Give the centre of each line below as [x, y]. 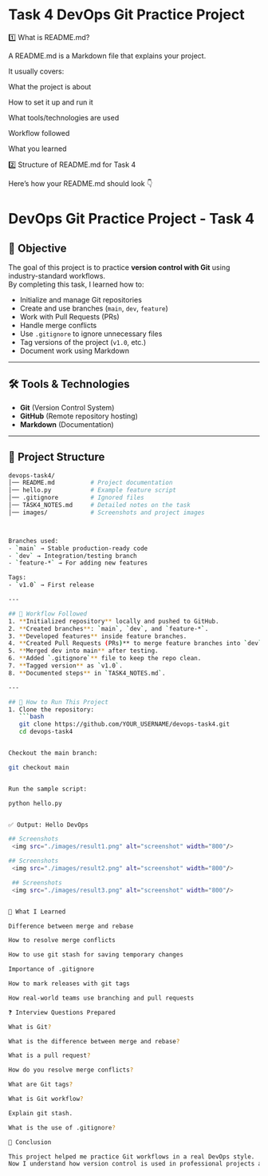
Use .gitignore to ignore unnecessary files [91, 334]
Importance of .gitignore [51, 969]
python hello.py [35, 803]
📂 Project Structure [57, 457]
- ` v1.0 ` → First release [51, 585]
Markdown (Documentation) [67, 424]
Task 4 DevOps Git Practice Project [126, 15]
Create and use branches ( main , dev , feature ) [94, 308]
